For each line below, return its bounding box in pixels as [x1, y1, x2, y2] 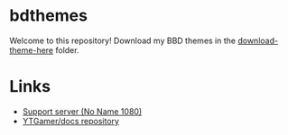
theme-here [9, 44, 54, 55]
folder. [55, 44, 79, 55]
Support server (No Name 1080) [22, 105, 143, 117]
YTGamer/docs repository [22, 115, 120, 126]
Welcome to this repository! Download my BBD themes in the [9, 35, 237, 46]
